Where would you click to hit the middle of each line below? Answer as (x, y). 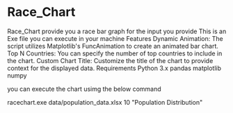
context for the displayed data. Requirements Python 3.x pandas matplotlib (114, 68)
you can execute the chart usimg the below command (84, 89)
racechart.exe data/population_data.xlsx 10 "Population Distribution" (105, 102)
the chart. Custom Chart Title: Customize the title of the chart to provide (110, 60)
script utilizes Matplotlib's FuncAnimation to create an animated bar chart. (113, 46)
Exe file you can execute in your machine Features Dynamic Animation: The (115, 38)
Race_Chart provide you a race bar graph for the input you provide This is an (117, 31)
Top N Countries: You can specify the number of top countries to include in (115, 53)
